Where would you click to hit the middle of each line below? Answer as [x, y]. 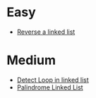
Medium [31, 60]
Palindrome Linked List [50, 87]
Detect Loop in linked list [53, 80]
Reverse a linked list [46, 32]
